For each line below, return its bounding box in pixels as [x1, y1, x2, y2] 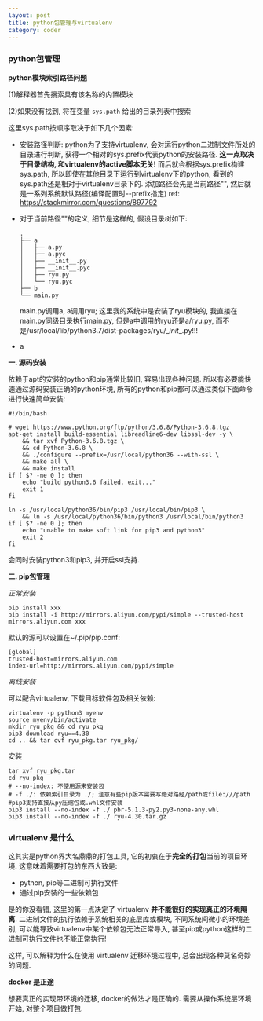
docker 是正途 [8, 977, 54, 986]
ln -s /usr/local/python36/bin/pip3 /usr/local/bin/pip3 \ [8, 506, 206, 514]
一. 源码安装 [8, 357, 47, 367]
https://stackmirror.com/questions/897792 [19, 197, 158, 207]
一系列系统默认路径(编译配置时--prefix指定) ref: [26, 188, 181, 198]
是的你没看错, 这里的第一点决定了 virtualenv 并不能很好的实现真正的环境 [8, 904, 241, 913]
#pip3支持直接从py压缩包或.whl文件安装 [8, 799, 123, 807]
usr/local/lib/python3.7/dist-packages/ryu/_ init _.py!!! [28, 325, 199, 335]
